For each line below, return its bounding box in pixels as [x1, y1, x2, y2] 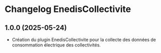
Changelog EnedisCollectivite [5, 3, 131, 15]
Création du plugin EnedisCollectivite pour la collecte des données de [12, 36, 156, 42]
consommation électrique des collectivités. [12, 42, 101, 48]
